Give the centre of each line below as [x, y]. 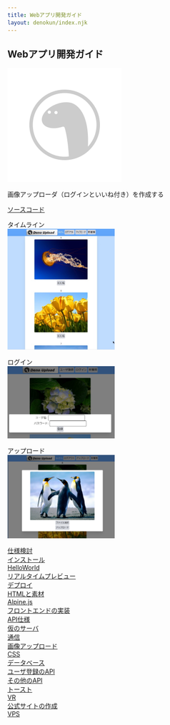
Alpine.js [20, 602]
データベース [26, 663]
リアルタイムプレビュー [42, 576]
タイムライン [26, 225]
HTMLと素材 [26, 594]
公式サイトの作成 [32, 706]
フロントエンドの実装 [39, 611]
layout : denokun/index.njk [47, 22]
